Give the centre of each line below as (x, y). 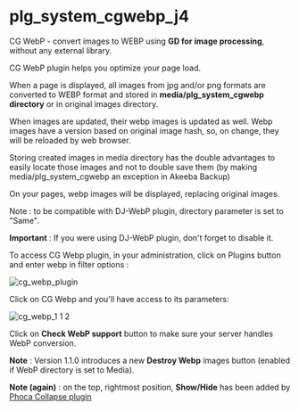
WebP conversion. (43, 343)
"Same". (24, 220)
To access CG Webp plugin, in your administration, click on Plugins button (145, 255)
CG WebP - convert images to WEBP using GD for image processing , (137, 41)
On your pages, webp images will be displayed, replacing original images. (145, 193)
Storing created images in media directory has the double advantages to (142, 157)
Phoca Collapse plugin (50, 396)
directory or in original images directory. (84, 103)
